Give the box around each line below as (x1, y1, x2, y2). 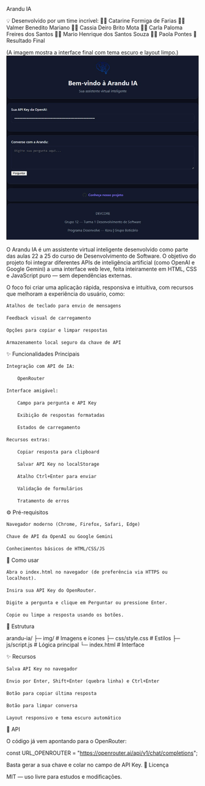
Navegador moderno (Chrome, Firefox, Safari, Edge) (6, 521, 140, 527)
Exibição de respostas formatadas (17, 412, 105, 418)
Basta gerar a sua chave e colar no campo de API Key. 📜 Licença (6, 761, 169, 768)
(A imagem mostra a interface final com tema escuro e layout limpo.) (6, 49, 179, 56)
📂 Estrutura (6, 623, 35, 630)
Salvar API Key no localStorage (17, 461, 99, 467)
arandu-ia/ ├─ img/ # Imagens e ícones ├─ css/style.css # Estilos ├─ (6, 634, 181, 642)
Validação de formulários (17, 485, 84, 492)
